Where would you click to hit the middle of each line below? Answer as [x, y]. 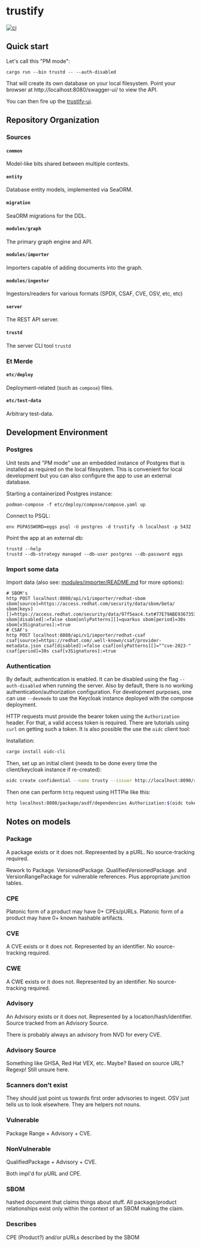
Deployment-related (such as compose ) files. [60, 387]
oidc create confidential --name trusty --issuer [69, 781]
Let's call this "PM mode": [38, 61]
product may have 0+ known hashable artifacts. [65, 918]
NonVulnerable [29, 1148]
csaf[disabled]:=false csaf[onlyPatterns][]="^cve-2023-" [118, 646]
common [14, 151]
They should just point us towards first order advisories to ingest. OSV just [98, 1098]
